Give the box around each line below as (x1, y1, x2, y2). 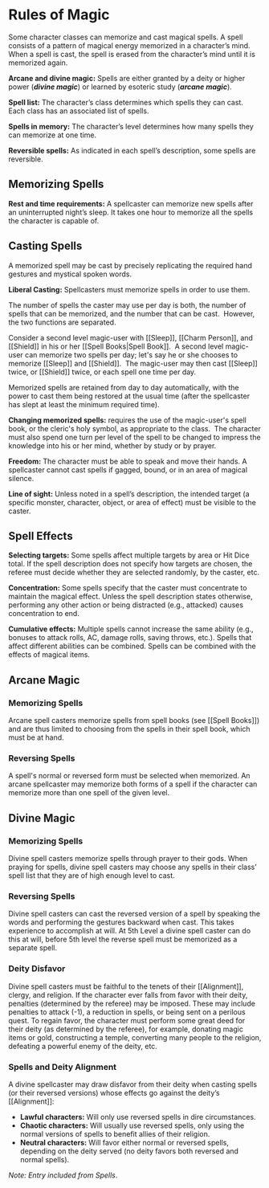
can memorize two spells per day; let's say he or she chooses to (25, 349, 238, 359)
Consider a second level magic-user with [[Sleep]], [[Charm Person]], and (8, 333, 253, 342)
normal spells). (19, 1154, 70, 1164)
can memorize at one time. (8, 130, 97, 140)
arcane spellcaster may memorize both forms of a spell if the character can (8, 779, 258, 789)
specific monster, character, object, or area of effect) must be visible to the (8, 497, 257, 507)
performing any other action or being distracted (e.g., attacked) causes (8, 600, 243, 610)
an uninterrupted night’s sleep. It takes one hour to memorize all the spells (8, 207, 254, 217)
